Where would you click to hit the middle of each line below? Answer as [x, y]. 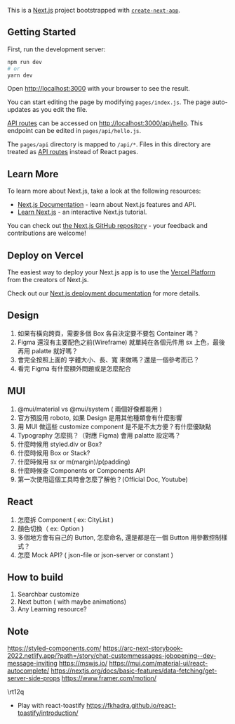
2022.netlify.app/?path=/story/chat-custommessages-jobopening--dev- [112, 656]
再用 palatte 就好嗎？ [48, 350]
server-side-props [34, 678]
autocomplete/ [28, 671]
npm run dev [25, 62]
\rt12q [16, 692]
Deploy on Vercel [46, 255]
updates [19, 110]
